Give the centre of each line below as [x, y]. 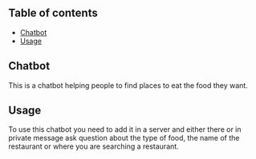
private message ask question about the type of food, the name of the [124, 138]
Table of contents [53, 13]
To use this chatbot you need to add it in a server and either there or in [125, 129]
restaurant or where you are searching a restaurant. [93, 146]
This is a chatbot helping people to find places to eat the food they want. [128, 85]
